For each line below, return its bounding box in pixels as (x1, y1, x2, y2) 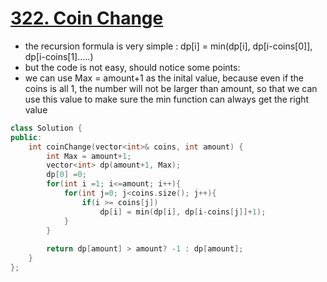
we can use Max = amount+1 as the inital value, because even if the (24, 72, 305, 84)
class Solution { (10, 123, 83, 133)
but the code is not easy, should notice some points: (24, 61, 241, 73)
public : (10, 132, 43, 142)
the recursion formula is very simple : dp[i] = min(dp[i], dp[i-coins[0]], (24, 40, 313, 52)
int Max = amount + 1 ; (46, 151, 132, 161)
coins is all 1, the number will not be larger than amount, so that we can (24, 82, 318, 94)
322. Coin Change (10, 7, 164, 30)
